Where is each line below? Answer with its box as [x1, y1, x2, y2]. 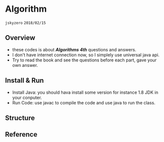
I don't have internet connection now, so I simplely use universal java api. [12, 52, 160, 58]
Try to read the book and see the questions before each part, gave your [12, 57, 157, 63]
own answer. [12, 62, 38, 68]
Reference [5, 130, 38, 139]
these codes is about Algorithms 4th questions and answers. [12, 46, 137, 52]
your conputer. [12, 94, 42, 101]
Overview [5, 34, 36, 42]
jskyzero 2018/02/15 [5, 20, 46, 25]
